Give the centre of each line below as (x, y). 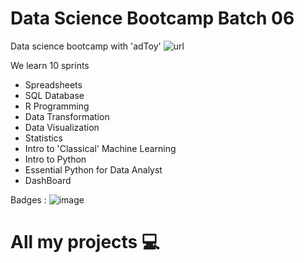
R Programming (57, 106)
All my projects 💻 (85, 242)
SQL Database (54, 95)
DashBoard (48, 180)
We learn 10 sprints (50, 65)
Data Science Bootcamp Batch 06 (152, 18)
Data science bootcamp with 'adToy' (86, 46)
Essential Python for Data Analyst (93, 169)
